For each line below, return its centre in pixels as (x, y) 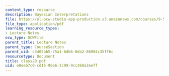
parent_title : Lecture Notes (36, 42)
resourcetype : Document (30, 56)
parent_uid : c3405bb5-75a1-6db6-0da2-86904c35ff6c (59, 51)
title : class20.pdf (26, 61)
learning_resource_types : (32, 28)
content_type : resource (30, 10)
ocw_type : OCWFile (24, 38)
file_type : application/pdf (35, 24)
